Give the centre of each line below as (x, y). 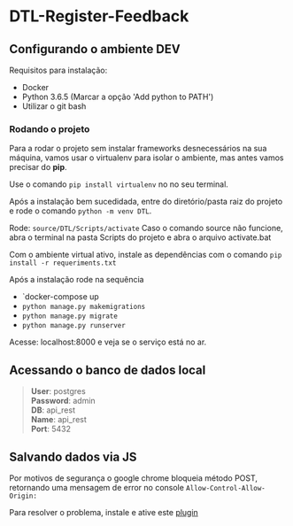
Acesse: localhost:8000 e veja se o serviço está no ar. (108, 342)
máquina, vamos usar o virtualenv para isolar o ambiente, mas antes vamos (147, 158)
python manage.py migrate (69, 316)
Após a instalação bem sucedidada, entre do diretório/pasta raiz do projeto (146, 202)
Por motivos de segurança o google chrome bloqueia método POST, (134, 478)
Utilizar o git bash (54, 106)
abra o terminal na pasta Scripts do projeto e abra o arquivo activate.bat (140, 237)
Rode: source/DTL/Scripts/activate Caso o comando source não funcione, (146, 228)
